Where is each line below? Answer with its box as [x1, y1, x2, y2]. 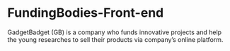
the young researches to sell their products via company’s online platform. [7, 35, 224, 43]
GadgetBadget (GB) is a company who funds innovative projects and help [7, 28, 222, 36]
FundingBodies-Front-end [7, 5, 164, 21]
